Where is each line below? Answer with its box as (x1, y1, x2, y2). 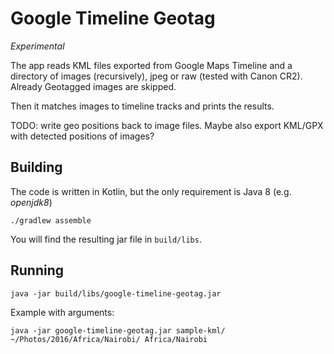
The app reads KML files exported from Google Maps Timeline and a (10, 59, 293, 71)
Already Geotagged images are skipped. (10, 80, 177, 92)
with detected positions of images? (10, 130, 155, 142)
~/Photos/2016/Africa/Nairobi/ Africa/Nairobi (10, 334, 208, 344)
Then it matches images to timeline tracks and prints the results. (10, 100, 275, 112)
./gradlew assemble (10, 215, 92, 226)
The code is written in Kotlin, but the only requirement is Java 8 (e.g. (10, 185, 292, 197)
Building (10, 159, 63, 176)
